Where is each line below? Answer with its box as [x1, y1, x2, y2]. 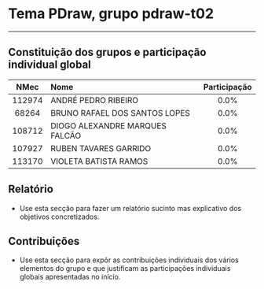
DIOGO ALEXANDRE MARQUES [50, 120, 167, 131]
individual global [8, 58, 92, 72]
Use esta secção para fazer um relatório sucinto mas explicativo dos [19, 203, 242, 213]
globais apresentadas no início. [19, 272, 121, 282]
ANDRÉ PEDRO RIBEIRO [50, 94, 139, 106]
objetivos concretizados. [19, 212, 100, 221]
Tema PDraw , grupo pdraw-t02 [8, 5, 214, 23]
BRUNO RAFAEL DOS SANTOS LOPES [50, 107, 191, 118]
